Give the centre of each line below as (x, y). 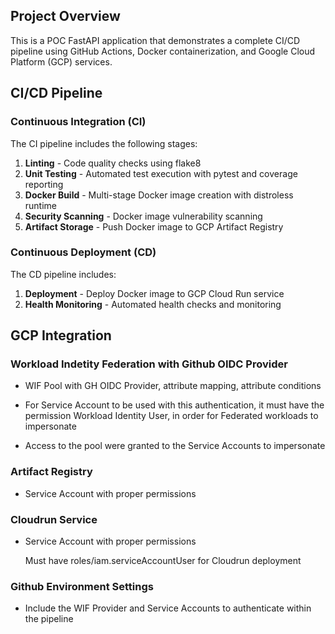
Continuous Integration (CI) (78, 122)
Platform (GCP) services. (61, 61)
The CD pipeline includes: (63, 274)
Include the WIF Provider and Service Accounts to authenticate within (168, 608)
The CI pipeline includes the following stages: (104, 143)
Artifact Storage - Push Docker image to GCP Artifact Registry (154, 226)
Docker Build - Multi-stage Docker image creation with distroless (159, 195)
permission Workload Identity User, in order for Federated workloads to (171, 416)
